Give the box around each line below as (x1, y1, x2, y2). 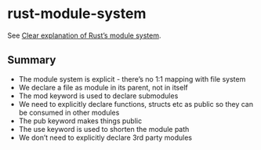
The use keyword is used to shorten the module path (18, 124, 190, 134)
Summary (7, 53, 56, 67)
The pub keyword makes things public (18, 115, 143, 126)
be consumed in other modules (18, 108, 120, 117)
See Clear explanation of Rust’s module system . (7, 31, 161, 40)
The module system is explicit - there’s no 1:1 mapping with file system (18, 74, 246, 83)
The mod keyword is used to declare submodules (18, 91, 179, 101)
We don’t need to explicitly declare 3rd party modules (18, 133, 193, 142)
